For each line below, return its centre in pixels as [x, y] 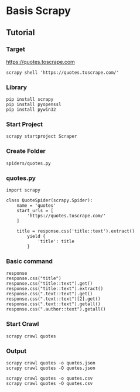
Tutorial [21, 33]
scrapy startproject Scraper [42, 137]
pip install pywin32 [31, 110]
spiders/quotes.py [28, 163]
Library [17, 87]
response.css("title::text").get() [49, 284]
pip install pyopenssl [34, 105]
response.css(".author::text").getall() [56, 309]
